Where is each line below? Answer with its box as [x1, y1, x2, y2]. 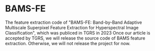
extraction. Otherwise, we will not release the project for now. [5, 40, 131, 46]
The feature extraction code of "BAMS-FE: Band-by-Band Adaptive [5, 19, 142, 25]
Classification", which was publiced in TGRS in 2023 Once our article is [5, 30, 151, 36]
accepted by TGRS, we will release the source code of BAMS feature [5, 35, 146, 41]
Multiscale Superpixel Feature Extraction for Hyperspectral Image [5, 24, 139, 30]
